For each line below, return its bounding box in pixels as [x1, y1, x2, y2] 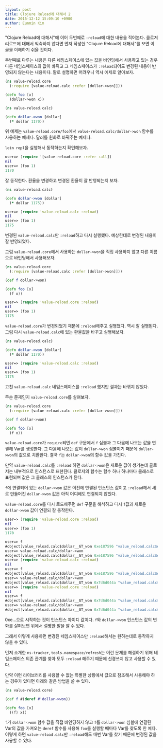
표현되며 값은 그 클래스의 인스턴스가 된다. [5, 474, 83, 480]
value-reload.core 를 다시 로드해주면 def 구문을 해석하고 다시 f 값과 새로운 [5, 501, 147, 507]
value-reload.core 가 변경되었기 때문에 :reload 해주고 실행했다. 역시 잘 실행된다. [5, 323, 158, 328]
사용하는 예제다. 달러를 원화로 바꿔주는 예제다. [5, 134, 92, 140]
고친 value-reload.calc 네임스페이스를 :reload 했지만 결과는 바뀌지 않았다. [5, 384, 149, 389]
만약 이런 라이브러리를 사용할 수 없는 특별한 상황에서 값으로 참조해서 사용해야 [5, 672, 150, 678]
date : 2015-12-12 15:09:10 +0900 [5, 16, 73, 21]
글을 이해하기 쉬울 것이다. [5, 47, 53, 53]
